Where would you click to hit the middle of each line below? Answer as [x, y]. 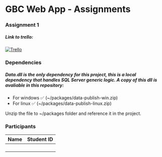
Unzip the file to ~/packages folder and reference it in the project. [73, 113]
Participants [21, 126]
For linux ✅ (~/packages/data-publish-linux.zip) [62, 103]
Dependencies [23, 62]
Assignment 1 [22, 25]
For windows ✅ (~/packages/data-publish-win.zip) [65, 98]
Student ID [40, 139]
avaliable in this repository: [35, 85]
